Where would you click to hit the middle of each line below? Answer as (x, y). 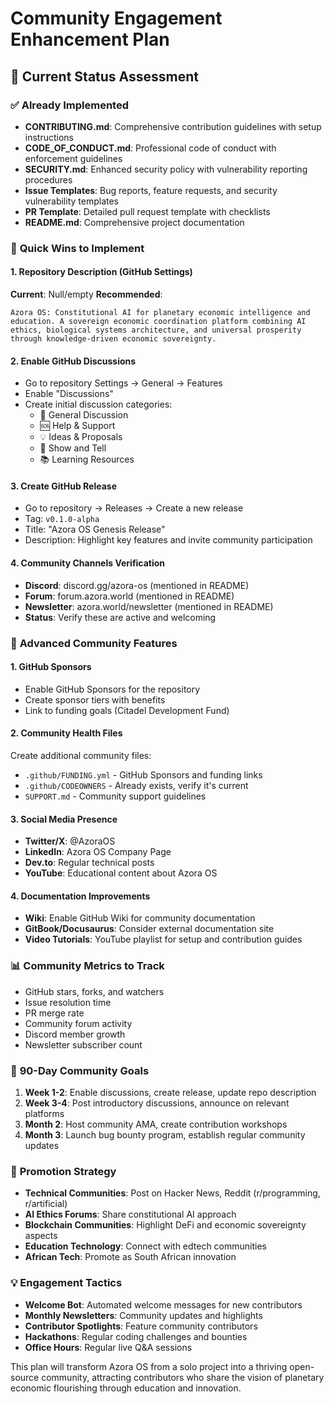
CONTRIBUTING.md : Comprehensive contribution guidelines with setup (173, 126)
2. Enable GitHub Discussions (73, 361)
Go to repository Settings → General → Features (123, 383)
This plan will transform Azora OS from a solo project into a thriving (149, 1366)
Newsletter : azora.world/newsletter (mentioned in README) (149, 606)
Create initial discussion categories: (98, 404)
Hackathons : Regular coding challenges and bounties (136, 1336)
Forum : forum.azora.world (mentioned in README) (129, 596)
